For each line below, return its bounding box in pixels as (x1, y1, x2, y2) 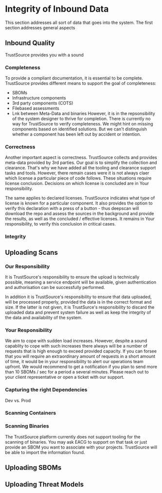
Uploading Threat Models (5, 480, 84, 489)
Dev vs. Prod (5, 397, 31, 403)
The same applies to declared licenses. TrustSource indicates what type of (5, 195, 155, 201)
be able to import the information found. (5, 449, 85, 455)
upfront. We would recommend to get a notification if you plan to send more (5, 364, 157, 370)
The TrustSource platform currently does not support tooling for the (5, 433, 141, 440)
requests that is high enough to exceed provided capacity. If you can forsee (5, 348, 157, 354)
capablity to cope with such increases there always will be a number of (5, 343, 147, 349)
